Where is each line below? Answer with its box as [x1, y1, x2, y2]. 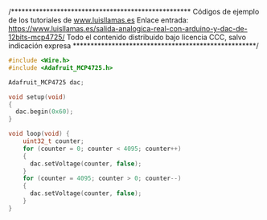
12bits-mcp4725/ [8, 32, 66, 42]
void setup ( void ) [8, 92, 67, 101]
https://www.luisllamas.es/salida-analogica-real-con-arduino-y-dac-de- [8, 24, 248, 33]
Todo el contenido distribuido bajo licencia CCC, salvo [67, 32, 247, 42]
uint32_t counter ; [23, 137, 84, 145]
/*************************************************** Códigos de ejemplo [8, 7, 260, 16]
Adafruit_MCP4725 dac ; [8, 78, 84, 87]
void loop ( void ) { [8, 130, 70, 138]
